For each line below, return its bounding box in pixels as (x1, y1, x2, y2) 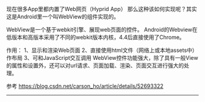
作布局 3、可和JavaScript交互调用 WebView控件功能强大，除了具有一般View (6, 54, 198, 61)
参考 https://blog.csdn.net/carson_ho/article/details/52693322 (6, 82, 164, 90)
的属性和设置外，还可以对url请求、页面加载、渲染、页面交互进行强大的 (6, 62, 184, 69)
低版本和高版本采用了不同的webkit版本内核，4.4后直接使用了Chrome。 (6, 34, 185, 41)
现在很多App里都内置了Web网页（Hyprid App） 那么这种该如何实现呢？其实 (6, 5, 197, 12)
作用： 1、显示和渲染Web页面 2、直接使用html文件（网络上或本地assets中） (6, 46, 198, 54)
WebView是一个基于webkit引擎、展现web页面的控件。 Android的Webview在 (6, 26, 198, 33)
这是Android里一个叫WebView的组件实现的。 (6, 13, 120, 20)
